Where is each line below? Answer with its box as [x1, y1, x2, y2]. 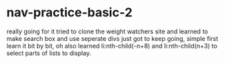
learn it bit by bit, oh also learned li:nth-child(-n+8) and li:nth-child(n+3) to [6, 42, 218, 50]
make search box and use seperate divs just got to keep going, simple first [6, 34, 219, 42]
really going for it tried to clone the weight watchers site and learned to [6, 27, 208, 35]
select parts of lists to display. [6, 49, 91, 57]
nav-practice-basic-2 [6, 5, 133, 20]
